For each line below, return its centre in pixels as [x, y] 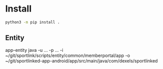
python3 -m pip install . [32, 22]
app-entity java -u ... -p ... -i [34, 50]
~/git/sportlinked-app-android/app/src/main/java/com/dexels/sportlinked [81, 60]
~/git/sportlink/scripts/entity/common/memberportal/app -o [68, 55]
